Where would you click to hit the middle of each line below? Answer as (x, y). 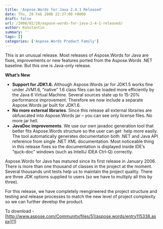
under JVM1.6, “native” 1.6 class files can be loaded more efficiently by (83, 89)
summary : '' (17, 32)
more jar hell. (25, 120)
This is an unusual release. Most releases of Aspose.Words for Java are (77, 55)
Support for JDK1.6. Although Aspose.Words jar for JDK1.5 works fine (82, 84)
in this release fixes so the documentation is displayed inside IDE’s (78, 146)
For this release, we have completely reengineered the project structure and (81, 191)
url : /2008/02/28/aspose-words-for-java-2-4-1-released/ (64, 23)
